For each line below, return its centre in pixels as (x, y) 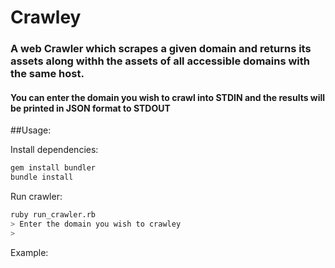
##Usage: (31, 130)
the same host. (47, 74)
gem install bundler (53, 168)
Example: (29, 252)
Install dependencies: (54, 150)
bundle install (42, 177)
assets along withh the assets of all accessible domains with (160, 61)
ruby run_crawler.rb (53, 215)
